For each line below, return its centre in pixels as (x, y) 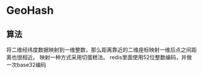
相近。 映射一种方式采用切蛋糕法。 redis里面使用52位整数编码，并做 (107, 57)
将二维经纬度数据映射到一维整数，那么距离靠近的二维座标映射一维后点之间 (99, 50)
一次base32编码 (26, 65)
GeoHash (30, 11)
